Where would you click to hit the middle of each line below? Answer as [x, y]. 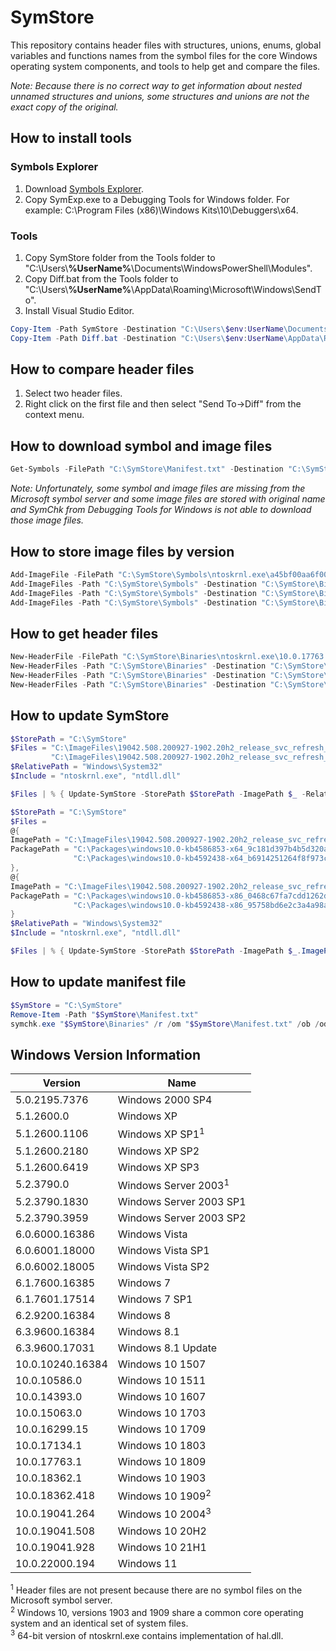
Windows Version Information [105, 1054]
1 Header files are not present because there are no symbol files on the [156, 1589]
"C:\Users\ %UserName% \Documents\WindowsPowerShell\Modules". [168, 268]
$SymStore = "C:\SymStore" [66, 1005]
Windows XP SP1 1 [161, 1133]
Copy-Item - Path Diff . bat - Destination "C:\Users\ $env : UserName [147, 338]
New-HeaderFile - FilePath [64, 657]
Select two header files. [73, 393]
